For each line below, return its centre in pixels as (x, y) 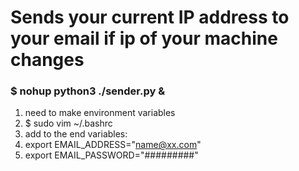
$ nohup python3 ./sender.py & (88, 91)
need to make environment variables (100, 113)
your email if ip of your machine (144, 38)
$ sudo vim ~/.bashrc (68, 123)
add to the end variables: (76, 134)
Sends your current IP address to (150, 17)
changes (47, 60)
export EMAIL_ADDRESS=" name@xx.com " (113, 145)
